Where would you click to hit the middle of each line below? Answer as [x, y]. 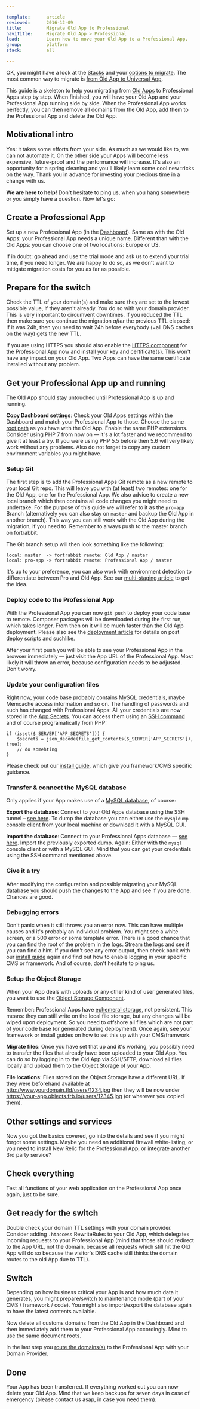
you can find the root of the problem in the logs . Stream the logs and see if [98, 944]
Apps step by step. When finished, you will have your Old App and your [94, 97]
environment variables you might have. [54, 454]
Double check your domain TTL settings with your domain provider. [89, 1227]
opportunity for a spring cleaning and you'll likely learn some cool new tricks [100, 168]
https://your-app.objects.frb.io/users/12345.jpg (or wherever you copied [95, 1096]
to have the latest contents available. [51, 1312]
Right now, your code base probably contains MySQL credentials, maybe [96, 697]
